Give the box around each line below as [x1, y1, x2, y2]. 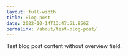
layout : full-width [6, 9, 56, 15]
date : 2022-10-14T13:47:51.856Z [6, 20, 89, 26]
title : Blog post [6, 15, 51, 21]
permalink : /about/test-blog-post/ [6, 26, 97, 32]
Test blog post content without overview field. [6, 43, 122, 50]
